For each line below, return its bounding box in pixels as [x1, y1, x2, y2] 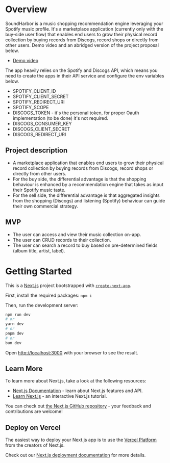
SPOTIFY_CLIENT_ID [12, 88, 56, 94]
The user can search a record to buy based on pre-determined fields [12, 242, 158, 248]
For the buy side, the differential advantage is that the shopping [12, 176, 147, 182]
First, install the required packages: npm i [5, 292, 92, 298]
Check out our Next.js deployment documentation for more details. [5, 452, 146, 458]
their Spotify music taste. [12, 187, 66, 193]
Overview [5, 4, 47, 15]
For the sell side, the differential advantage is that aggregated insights [12, 192, 160, 198]
